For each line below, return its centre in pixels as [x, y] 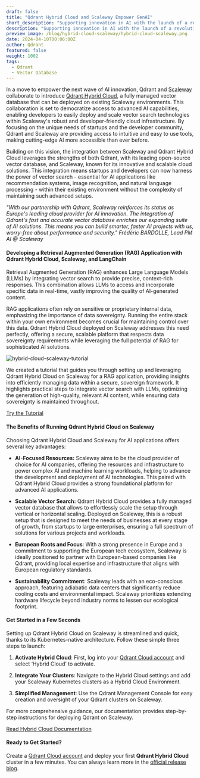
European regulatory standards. [54, 570]
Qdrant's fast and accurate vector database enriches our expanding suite [97, 220]
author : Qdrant [25, 45]
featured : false [26, 51]
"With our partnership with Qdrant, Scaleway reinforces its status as [90, 207]
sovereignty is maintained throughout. [53, 402]
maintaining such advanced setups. [50, 196]
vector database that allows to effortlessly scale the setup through [96, 507]
